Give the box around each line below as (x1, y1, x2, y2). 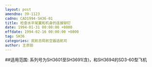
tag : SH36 (5, 34, 25, 39)
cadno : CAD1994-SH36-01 (5, 16, 53, 21)
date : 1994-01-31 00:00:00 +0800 (5, 25, 73, 30)
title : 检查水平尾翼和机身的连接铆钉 (5, 20, 71, 26)
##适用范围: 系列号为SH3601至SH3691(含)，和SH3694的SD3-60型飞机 (5, 56, 147, 63)
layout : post (5, 7, 31, 12)
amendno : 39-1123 (5, 12, 40, 16)
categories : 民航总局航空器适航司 (5, 39, 67, 43)
